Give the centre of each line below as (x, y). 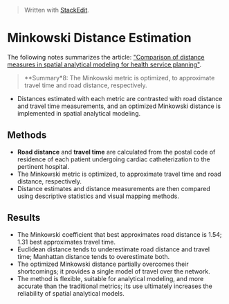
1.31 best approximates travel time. (66, 242)
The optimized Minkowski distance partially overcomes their (103, 264)
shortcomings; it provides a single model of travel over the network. (114, 271)
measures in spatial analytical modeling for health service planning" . (104, 64)
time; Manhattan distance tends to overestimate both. (93, 256)
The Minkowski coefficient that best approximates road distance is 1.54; (120, 234)
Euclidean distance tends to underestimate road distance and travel (113, 249)
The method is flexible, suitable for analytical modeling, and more (110, 278)
